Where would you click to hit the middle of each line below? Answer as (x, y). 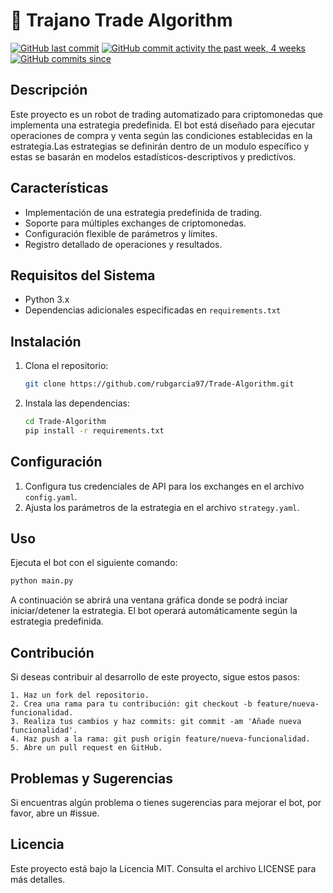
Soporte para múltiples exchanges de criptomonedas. (135, 223)
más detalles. (38, 879)
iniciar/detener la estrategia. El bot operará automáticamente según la (154, 611)
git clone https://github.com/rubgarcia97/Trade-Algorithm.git (159, 384)
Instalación (46, 341)
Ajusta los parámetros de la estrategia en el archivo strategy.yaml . (162, 507)
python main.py (42, 581)
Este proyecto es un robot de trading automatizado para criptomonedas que (166, 114)
